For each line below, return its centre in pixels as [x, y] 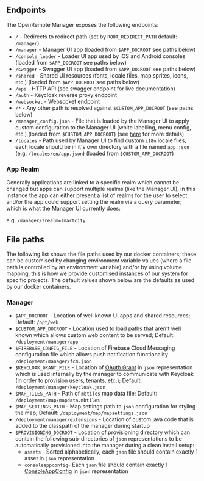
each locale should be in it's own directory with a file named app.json [102, 146]
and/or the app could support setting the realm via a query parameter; [94, 202]
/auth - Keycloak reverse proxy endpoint [66, 95]
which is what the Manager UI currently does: [63, 208]
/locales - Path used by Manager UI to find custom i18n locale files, [101, 140]
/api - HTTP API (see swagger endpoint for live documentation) [95, 89]
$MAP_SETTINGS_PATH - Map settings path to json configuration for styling [105, 407]
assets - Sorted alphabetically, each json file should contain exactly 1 [111, 452]
